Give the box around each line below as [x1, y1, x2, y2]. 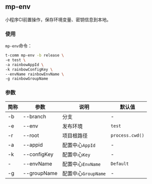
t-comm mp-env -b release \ [5, 53, 64, 58]
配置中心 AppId [62, 142, 96, 149]
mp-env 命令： [5, 43, 32, 49]
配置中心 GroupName [62, 170, 106, 177]
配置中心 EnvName [62, 160, 101, 167]
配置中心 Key [62, 151, 91, 158]
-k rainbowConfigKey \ [5, 67, 53, 72]
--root [23, 132, 39, 139]
